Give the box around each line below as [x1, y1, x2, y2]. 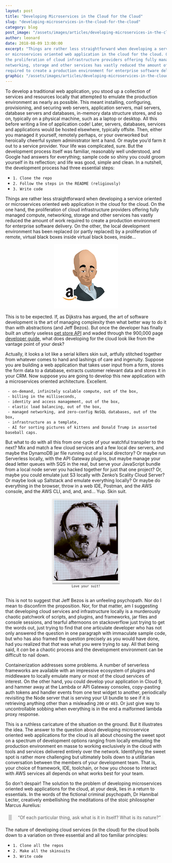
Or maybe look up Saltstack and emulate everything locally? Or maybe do [5, 478, 160, 484]
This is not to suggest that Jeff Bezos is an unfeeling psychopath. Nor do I [5, 597, 162, 603]
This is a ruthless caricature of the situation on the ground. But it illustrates [5, 721, 163, 727]
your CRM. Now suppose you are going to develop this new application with [5, 373, 165, 379]
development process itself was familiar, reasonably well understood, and [5, 148, 161, 154]
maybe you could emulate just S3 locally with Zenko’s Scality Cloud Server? [5, 472, 165, 478]
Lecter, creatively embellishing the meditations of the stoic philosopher [5, 797, 155, 803]
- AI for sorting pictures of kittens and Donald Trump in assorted [7, 425, 157, 430]
